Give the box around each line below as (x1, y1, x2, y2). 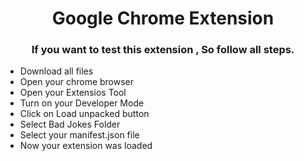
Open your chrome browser (19, 76, 135, 88)
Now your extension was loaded (19, 140, 153, 152)
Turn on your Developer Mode (19, 97, 145, 109)
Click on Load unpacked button (19, 108, 150, 120)
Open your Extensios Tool (19, 87, 127, 99)
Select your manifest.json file (19, 129, 140, 141)
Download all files (19, 65, 94, 77)
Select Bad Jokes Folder (19, 118, 121, 131)
